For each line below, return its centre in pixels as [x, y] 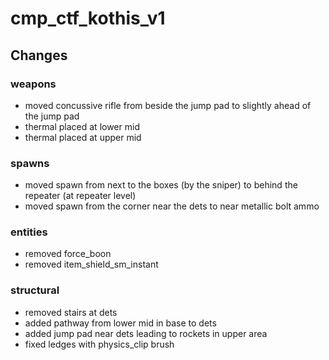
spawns [30, 163]
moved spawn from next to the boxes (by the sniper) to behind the [161, 185]
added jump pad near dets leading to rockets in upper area [146, 333]
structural [35, 290]
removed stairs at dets [71, 312]
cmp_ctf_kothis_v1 [88, 18]
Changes [39, 55]
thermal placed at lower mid [82, 126]
